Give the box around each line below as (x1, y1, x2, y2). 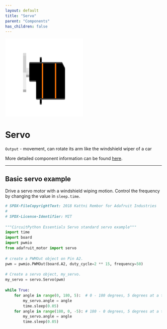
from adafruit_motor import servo (5, 246, 77, 251)
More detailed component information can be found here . (5, 155, 123, 162)
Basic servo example (5, 175, 71, 183)
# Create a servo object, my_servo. (5, 272, 81, 277)
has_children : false (5, 24, 48, 29)
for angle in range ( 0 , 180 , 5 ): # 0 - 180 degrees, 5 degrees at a (14, 293, 159, 298)
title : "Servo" (5, 13, 37, 18)
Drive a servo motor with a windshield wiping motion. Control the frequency (5, 188, 160, 194)
